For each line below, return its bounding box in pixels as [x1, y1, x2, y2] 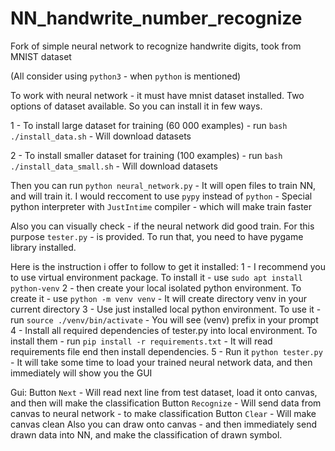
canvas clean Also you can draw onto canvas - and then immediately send [10, 418, 317, 430]
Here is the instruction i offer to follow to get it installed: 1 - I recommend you [10, 260, 326, 272]
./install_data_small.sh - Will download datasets [10, 160, 218, 172]
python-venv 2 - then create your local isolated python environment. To [10, 282, 302, 294]
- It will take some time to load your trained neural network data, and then [10, 356, 313, 368]
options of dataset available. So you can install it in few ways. [10, 100, 263, 112]
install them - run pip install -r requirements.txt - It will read [10, 335, 273, 347]
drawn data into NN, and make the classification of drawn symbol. [10, 428, 283, 441]
